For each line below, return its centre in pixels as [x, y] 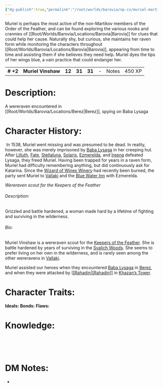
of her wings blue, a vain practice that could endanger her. [64, 59]
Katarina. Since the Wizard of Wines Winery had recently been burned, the [80, 170]
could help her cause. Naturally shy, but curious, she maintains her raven [78, 39]
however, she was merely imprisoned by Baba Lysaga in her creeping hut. [79, 149]
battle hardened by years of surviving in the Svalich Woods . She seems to [79, 248]
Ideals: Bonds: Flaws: [27, 306]
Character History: [43, 131]
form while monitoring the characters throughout [54, 44]
